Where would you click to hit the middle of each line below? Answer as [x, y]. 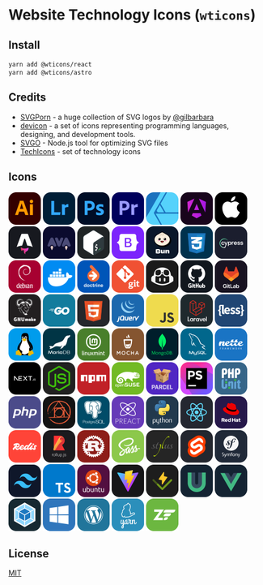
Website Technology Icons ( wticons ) [132, 15]
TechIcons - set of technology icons [81, 151]
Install [24, 45]
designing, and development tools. [78, 134]
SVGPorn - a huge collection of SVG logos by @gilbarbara [117, 117]
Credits [28, 98]
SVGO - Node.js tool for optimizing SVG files [94, 143]
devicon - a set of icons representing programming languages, [124, 125]
